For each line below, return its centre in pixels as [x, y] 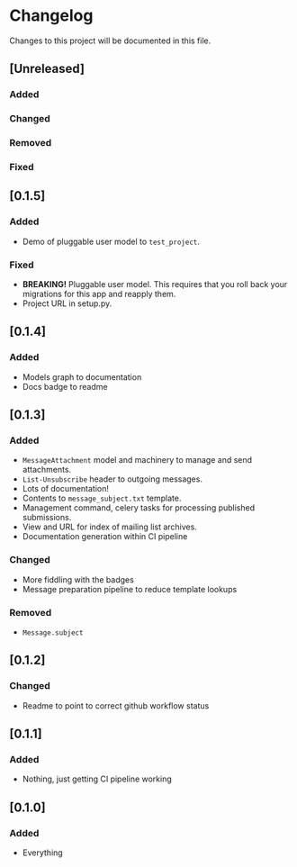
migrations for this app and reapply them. [99, 294]
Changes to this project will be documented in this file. [110, 41]
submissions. [47, 518]
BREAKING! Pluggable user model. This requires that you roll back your [155, 284]
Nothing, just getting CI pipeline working [97, 779]
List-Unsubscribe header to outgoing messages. [112, 479]
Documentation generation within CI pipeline [105, 537]
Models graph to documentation [82, 377]
